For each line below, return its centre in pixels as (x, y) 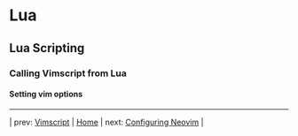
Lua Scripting (47, 48)
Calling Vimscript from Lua (68, 73)
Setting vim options (46, 94)
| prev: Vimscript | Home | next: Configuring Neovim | (106, 122)
